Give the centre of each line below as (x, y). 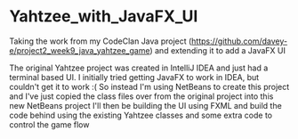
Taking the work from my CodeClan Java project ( (101, 41)
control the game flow (49, 124)
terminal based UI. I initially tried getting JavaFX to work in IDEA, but (134, 77)
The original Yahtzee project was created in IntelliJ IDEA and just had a (139, 68)
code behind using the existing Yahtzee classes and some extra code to (141, 115)
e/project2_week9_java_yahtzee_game (80, 50)
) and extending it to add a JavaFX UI (218, 50)
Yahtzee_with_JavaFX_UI (104, 16)
